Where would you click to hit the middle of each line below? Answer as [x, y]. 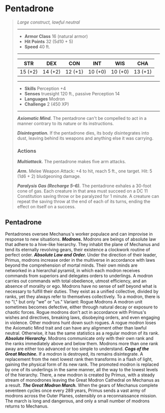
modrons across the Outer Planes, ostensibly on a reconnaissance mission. [81, 396]
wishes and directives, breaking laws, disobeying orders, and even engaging [82, 318]
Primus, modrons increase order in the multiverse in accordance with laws [80, 260]
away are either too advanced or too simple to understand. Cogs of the [77, 349]
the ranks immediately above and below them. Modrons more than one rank [82, 344]
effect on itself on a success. [46, 207]
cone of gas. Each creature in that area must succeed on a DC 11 [82, 191]
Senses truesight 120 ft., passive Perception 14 [72, 93]
